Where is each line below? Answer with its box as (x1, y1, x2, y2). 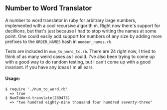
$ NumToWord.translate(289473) (5, 95, 70, 100)
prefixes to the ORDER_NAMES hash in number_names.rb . (5, 38, 113, 44)
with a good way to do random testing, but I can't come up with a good (5, 58, 151, 64)
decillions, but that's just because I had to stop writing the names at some (5, 27, 157, 34)
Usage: (5, 75, 21, 81)
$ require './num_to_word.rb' (5, 87, 68, 92)
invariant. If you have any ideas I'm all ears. (5, 64, 94, 70)
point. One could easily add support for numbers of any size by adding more (5, 33, 162, 39)
